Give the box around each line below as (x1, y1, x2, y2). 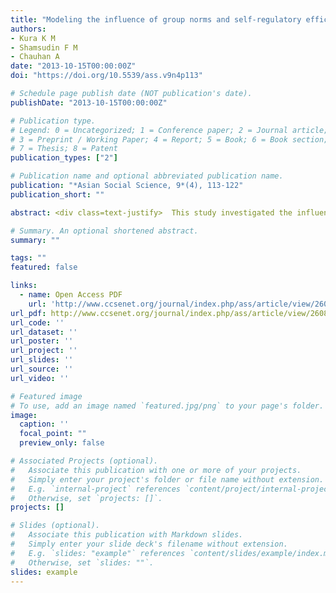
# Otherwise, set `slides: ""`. (10, 557, 155, 568)
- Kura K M (10, 33, 56, 43)
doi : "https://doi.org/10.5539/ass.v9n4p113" (10, 71, 203, 81)
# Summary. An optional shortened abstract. (10, 226, 199, 236)
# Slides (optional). (10, 521, 101, 531)
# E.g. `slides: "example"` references (10, 548, 186, 558)
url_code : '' (10, 317, 65, 328)
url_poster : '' (10, 336, 74, 346)
